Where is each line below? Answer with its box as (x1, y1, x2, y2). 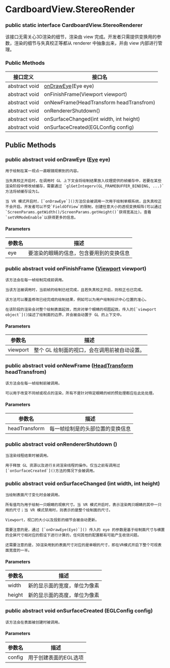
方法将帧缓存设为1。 (5, 189, 42, 194)
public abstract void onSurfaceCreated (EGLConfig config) (5, 607, 153, 614)
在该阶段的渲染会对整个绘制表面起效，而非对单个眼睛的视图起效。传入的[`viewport (5, 307, 156, 312)
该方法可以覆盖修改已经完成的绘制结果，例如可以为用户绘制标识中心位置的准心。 (5, 297, 149, 302)
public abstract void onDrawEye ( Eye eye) (5, 156, 111, 163)
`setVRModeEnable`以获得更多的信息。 (5, 215, 78, 220)
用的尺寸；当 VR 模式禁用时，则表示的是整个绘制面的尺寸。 (5, 508, 113, 513)
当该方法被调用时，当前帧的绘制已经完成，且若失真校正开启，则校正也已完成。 (5, 287, 145, 292)
